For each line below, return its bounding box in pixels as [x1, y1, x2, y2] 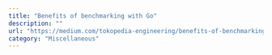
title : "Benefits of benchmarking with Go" [8, 11, 158, 20]
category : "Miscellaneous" [8, 34, 100, 43]
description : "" [8, 19, 63, 27]
